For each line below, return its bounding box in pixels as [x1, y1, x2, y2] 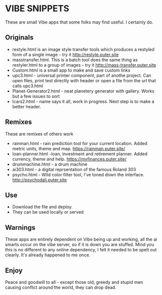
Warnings [5, 223, 36, 232]
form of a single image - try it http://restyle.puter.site [12, 51, 119, 57]
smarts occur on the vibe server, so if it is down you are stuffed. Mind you [5, 242, 155, 247]
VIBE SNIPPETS [5, 3, 70, 14]
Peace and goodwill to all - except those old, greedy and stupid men [5, 279, 143, 285]
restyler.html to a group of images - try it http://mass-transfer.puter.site [12, 62, 156, 68]
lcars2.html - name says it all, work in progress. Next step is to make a [12, 98, 155, 104]
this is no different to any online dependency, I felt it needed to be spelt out [5, 247, 157, 253]
